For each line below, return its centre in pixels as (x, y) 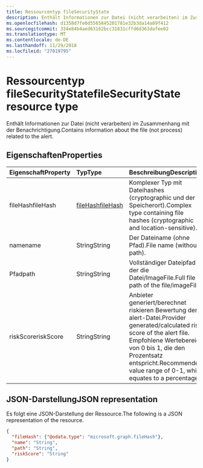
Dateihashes (147, 190)
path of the (144, 285)
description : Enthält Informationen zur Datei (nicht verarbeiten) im (97, 18)
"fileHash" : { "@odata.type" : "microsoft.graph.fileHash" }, (88, 437)
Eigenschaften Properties (54, 155)
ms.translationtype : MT (36, 34)
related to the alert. (30, 136)
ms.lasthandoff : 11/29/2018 (42, 46)
